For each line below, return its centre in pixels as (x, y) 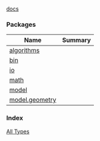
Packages (21, 24)
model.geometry (33, 100)
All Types (18, 131)
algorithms (25, 50)
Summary (76, 40)
